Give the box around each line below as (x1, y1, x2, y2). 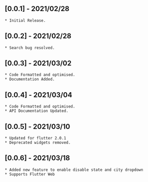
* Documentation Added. (5, 77, 55, 82)
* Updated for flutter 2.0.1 (5, 136, 66, 141)
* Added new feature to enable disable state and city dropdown (5, 167, 143, 172)
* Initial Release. (5, 18, 46, 23)
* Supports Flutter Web (5, 171, 55, 177)
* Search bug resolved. (5, 45, 55, 50)
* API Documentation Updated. (5, 108, 69, 114)
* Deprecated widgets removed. (5, 140, 71, 145)
